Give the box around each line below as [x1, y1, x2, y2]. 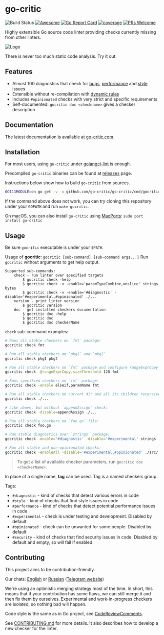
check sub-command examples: [5, 329, 69, 335]
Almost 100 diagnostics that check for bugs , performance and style [12, 80, 148, 86]
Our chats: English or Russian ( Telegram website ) [5, 576, 104, 582]
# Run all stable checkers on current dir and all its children [5, 392, 139, 397]
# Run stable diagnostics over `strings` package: [5, 432, 110, 437]
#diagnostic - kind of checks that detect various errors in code [12, 492, 139, 498]
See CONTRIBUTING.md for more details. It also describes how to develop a [5, 620, 159, 626]
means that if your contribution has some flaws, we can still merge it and [5, 590, 151, 596]
